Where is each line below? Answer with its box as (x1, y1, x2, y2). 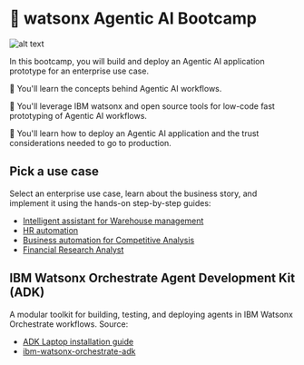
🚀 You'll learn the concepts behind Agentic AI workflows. (9, 83, 222, 94)
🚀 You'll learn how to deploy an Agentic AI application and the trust (9, 127, 260, 139)
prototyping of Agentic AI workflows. (9, 110, 148, 121)
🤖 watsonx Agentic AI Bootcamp (9, 8, 257, 29)
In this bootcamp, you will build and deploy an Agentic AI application (9, 55, 265, 66)
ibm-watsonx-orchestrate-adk (22, 345, 136, 357)
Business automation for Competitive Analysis (22, 234, 195, 245)
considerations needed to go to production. (9, 137, 172, 148)
